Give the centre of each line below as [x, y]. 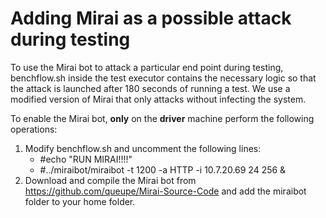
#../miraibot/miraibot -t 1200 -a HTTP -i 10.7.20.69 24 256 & [163, 169]
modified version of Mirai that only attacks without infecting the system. [158, 99]
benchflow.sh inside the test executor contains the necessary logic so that [163, 78]
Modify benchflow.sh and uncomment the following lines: [143, 148]
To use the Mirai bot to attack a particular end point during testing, [147, 67]
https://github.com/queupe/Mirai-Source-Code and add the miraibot [165, 191]
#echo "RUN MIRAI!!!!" [86, 159]
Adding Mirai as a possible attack [151, 18]
